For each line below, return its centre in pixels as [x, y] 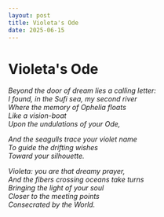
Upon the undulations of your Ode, [64, 124]
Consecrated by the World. [52, 204]
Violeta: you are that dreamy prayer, [67, 171]
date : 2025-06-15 [36, 30]
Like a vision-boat [37, 116]
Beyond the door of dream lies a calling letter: [82, 90]
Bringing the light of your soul [56, 188]
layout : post [29, 15]
